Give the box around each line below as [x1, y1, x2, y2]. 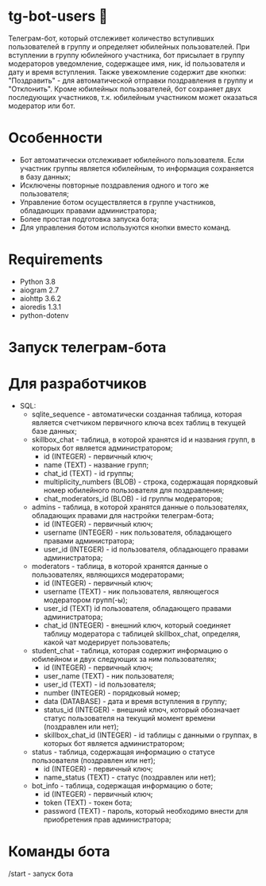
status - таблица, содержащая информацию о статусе [31, 747, 216, 756]
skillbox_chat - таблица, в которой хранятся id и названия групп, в [31, 435, 256, 444]
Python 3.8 [19, 277, 56, 286]
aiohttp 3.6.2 [19, 293, 62, 303]
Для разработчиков [8, 375, 147, 393]
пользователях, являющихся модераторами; [31, 570, 185, 579]
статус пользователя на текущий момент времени [43, 713, 216, 722]
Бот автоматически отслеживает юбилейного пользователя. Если [19, 155, 245, 164]
